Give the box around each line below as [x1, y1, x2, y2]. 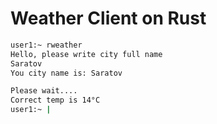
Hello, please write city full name [10, 49, 163, 59]
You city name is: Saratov [10, 68, 123, 78]
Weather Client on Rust [10, 7, 207, 30]
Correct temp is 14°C [10, 95, 101, 106]
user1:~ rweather [10, 40, 83, 50]
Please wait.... [10, 86, 78, 96]
